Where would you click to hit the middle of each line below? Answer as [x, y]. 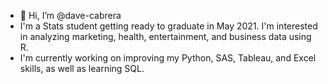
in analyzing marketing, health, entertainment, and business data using [165, 36]
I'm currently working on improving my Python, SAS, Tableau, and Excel [168, 58]
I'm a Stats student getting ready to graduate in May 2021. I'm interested [168, 26]
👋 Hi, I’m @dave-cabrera [70, 15]
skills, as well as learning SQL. [82, 68]
